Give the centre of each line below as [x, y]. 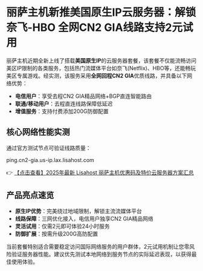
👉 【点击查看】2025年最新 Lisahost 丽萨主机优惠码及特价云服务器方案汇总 [100, 172]
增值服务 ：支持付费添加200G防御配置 [62, 111]
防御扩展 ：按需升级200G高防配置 [56, 233]
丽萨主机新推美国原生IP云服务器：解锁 [101, 12]
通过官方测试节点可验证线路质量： [49, 148]
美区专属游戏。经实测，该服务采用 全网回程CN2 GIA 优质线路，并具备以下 [97, 76]
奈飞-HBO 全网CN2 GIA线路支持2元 [95, 28]
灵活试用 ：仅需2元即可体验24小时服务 [62, 226]
